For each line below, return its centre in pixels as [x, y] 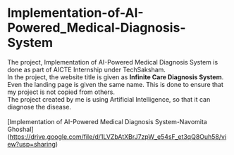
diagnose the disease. [39, 107]
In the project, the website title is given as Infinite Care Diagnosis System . [116, 77]
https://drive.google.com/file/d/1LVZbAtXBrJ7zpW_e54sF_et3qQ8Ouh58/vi [118, 136]
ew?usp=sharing [32, 144]
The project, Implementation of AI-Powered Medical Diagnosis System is [113, 62]
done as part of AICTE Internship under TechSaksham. [86, 69]
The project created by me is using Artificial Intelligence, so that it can [109, 99]
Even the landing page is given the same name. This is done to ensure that [116, 84]
